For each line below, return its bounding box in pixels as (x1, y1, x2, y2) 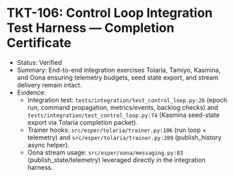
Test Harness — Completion (6, 20, 175, 36)
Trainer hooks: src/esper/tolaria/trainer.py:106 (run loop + (27, 126, 206, 134)
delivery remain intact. (16, 80, 83, 89)
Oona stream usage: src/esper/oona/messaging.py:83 (27, 148, 184, 157)
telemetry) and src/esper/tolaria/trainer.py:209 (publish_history (27, 133, 222, 142)
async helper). (27, 140, 70, 149)
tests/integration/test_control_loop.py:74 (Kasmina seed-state (27, 111, 220, 119)
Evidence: (16, 88, 47, 97)
